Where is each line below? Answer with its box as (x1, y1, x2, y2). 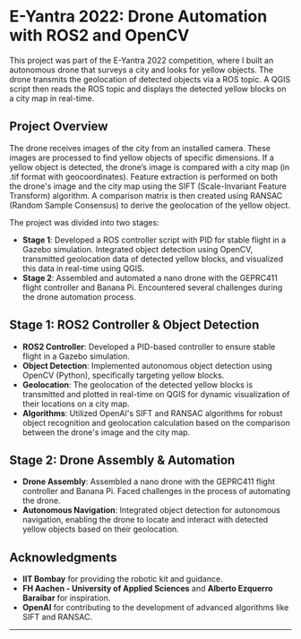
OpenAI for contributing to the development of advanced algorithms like (21, 602, 289, 613)
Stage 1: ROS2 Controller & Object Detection (9, 318, 260, 333)
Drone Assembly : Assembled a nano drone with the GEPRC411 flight (21, 476, 276, 487)
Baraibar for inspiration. (21, 592, 111, 603)
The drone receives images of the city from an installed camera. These (9, 142, 271, 153)
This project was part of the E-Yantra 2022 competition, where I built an (9, 55, 274, 65)
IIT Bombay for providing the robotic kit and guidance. (21, 574, 223, 584)
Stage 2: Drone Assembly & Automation (9, 452, 236, 467)
